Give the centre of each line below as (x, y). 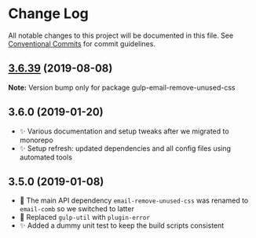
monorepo (36, 140)
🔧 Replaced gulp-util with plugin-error (85, 218)
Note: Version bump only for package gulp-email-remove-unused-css (122, 87)
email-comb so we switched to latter (77, 209)
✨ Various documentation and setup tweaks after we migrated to (124, 131)
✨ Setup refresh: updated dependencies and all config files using (125, 148)
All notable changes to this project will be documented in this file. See (121, 35)
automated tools (46, 157)
